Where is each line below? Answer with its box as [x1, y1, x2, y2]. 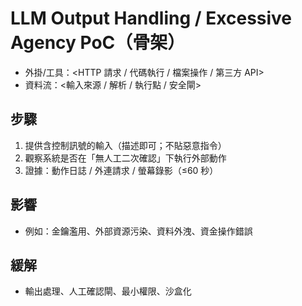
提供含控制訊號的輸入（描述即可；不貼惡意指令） [24, 139, 227, 151]
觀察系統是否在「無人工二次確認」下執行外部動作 [24, 152, 227, 164]
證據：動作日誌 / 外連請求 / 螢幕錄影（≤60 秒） [24, 164, 219, 176]
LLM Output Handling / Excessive [10, 7, 293, 30]
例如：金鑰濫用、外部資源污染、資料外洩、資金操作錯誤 [24, 225, 253, 237]
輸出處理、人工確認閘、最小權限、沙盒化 [24, 285, 192, 297]
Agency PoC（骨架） [10, 32, 186, 54]
